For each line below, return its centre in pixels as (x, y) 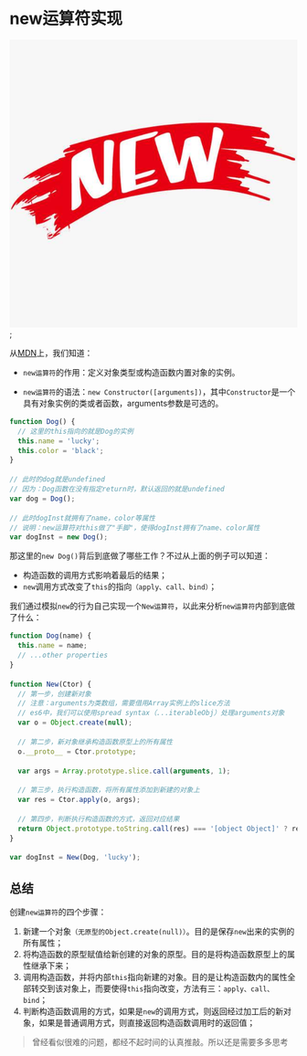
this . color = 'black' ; (61, 450)
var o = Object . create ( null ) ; (75, 723)
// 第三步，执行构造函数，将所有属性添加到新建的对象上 (109, 790)
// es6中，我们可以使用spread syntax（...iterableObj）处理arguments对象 (151, 713)
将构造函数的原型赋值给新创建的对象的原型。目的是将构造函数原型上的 (155, 955)
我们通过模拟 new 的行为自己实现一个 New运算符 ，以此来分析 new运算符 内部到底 (148, 606)
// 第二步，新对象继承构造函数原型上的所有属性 (95, 742)
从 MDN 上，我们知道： (51, 353)
